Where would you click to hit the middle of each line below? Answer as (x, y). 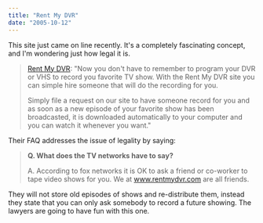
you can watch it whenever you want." (89, 125)
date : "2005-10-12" (40, 23)
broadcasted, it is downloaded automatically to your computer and (135, 117)
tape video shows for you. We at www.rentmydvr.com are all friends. (138, 179)
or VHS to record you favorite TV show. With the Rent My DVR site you (141, 77)
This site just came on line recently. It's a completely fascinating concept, (127, 45)
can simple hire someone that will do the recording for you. (122, 85)
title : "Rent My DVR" (44, 15)
